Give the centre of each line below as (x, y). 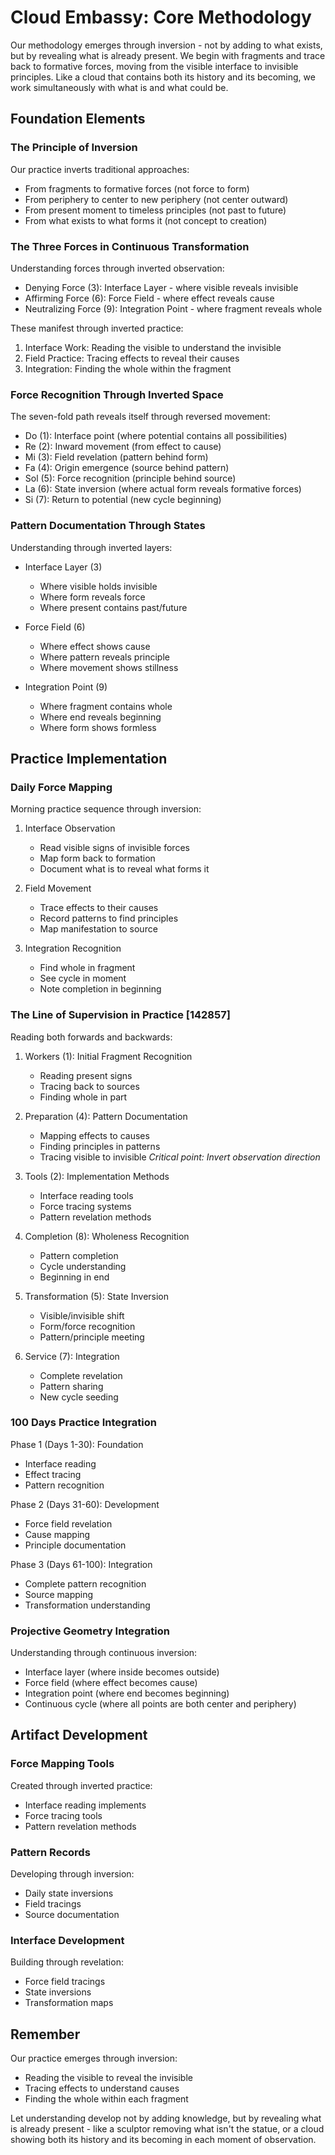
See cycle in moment (83, 978)
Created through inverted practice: (81, 1785)
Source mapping (59, 1594)
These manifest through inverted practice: (97, 328)
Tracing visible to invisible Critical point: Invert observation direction (180, 1157)
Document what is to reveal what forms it (124, 869)
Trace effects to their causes (99, 908)
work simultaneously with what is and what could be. (119, 87)
